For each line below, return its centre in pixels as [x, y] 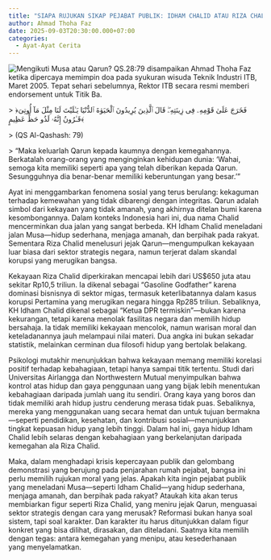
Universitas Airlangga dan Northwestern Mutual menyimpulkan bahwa [125, 377]
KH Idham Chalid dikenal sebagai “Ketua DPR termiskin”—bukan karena [127, 310]
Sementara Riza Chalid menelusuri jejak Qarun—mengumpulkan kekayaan [131, 243]
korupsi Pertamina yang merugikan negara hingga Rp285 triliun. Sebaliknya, [135, 302]
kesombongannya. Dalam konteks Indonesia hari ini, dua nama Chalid [124, 218]
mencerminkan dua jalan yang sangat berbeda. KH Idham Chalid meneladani [135, 226]
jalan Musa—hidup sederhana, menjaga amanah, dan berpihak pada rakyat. [134, 235]
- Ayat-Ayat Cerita [48, 46]
